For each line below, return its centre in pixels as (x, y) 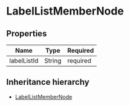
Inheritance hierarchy (48, 82)
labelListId (24, 61)
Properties (27, 34)
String (53, 61)
